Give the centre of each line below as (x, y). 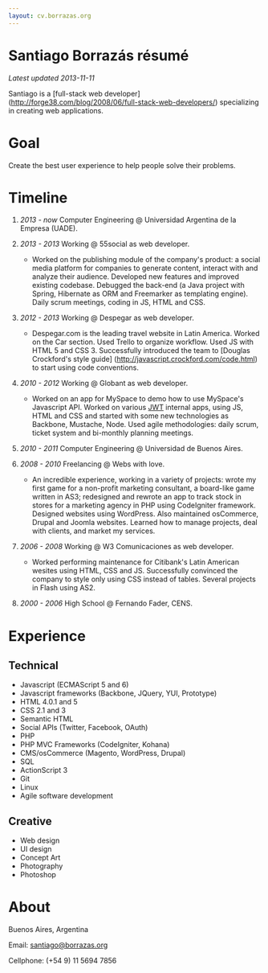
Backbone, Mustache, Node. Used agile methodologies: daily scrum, (145, 425)
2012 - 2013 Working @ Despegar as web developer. (107, 318)
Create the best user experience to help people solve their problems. (122, 165)
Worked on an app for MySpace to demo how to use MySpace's (138, 399)
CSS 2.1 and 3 (43, 710)
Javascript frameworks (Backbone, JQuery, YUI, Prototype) (118, 693)
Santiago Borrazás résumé (99, 55)
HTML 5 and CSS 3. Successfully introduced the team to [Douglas (141, 351)
